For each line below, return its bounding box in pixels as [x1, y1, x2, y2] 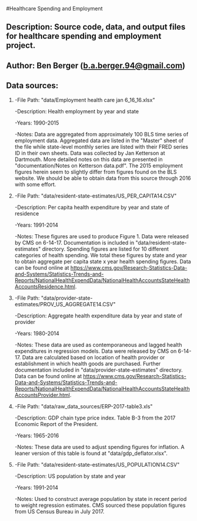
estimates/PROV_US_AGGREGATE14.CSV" [14, 300, 116, 307]
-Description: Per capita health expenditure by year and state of [14, 204, 169, 211]
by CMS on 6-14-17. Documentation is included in [14, 239, 134, 246]
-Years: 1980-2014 [14, 330, 60, 337]
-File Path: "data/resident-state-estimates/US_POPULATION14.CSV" [14, 461, 180, 468]
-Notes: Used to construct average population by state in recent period [14, 495, 187, 502]
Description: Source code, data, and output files [6, 22, 186, 32]
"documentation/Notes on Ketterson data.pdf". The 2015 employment [14, 162, 183, 169]
